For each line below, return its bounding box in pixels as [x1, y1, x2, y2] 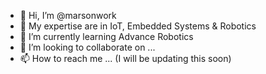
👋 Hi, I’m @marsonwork [19, 10, 117, 21]
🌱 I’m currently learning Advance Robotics [19, 31, 194, 42]
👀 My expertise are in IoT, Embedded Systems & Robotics [19, 20, 257, 32]
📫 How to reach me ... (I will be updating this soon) [19, 53, 232, 64]
